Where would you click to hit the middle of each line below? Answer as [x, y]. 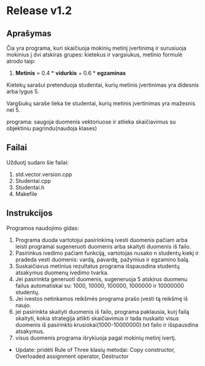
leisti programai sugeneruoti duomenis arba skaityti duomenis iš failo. [103, 246]
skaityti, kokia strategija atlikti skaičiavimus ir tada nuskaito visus [97, 318]
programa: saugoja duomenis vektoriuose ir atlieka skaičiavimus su [91, 122]
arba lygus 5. [23, 91]
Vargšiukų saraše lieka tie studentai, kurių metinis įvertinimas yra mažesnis [101, 103]
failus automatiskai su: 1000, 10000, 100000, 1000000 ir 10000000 [99, 286]
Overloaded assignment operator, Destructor [72, 356]
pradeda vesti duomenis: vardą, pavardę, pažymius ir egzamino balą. [102, 259]
